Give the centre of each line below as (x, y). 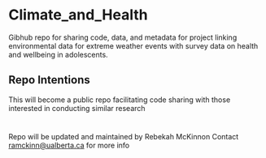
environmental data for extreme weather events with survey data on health (133, 45)
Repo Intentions (50, 80)
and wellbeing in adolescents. (58, 54)
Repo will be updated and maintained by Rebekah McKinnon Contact (124, 136)
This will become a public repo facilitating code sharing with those (120, 100)
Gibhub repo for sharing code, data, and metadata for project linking (123, 37)
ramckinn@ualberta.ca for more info (69, 145)
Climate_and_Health (78, 15)
